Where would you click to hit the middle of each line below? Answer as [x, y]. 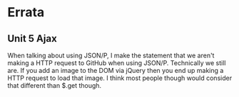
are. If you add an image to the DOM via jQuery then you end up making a [116, 70]
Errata [26, 12]
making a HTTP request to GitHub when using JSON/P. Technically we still [117, 63]
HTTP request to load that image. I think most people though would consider [120, 78]
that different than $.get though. [55, 85]
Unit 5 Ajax [32, 39]
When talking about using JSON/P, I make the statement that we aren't [111, 55]
